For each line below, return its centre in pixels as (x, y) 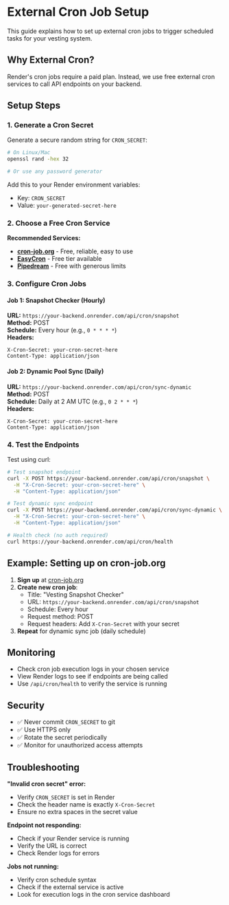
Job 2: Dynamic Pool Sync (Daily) (56, 372)
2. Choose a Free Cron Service (59, 223)
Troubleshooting (44, 767)
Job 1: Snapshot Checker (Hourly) (56, 300)
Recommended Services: (44, 238)
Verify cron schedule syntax (57, 880)
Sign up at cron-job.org (50, 579)
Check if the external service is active (70, 887)
